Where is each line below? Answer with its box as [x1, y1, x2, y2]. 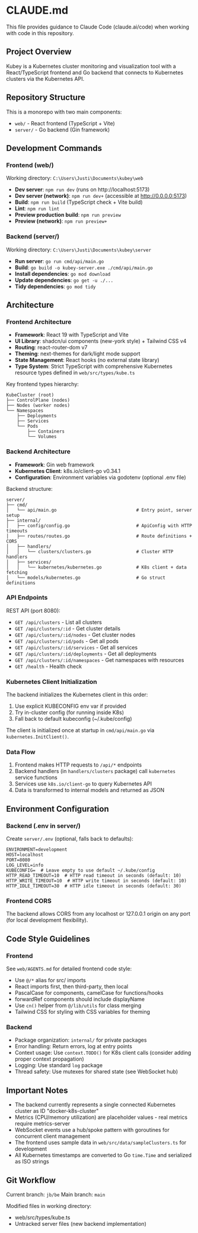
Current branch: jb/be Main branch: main [6, 1191, 106, 1198]
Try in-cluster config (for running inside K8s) [14, 709, 124, 716]
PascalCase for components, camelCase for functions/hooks [14, 989, 164, 997]
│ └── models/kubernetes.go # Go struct [6, 575, 166, 581]
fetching [6, 569, 28, 575]
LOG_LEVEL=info [6, 862, 44, 868]
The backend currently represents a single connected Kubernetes [14, 1101, 176, 1108]
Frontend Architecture [6, 317, 72, 326]
